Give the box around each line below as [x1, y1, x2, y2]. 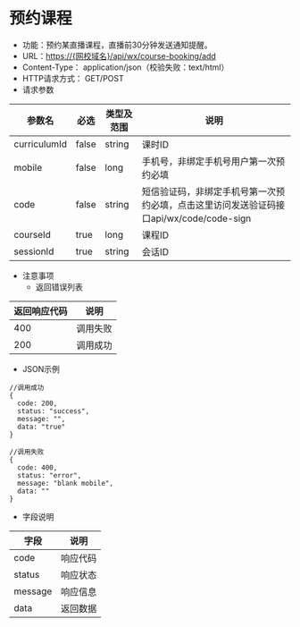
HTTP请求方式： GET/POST [21, 72, 124, 83]
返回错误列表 [35, 281, 83, 292]
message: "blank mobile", [17, 479, 114, 487]
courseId [13, 228, 52, 241]
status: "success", [17, 406, 90, 416]
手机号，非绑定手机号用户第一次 [141, 155, 277, 167]
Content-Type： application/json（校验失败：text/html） [21, 62, 229, 72]
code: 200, [17, 399, 58, 408]
